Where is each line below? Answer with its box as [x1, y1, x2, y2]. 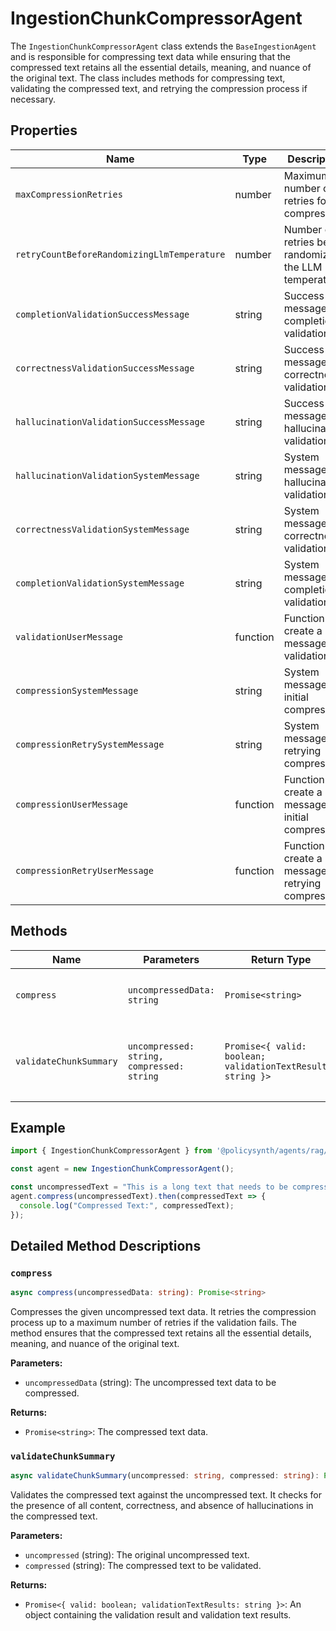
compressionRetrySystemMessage [15, 738, 165, 750]
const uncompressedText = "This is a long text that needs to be [10, 1182, 288, 1192]
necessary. [10, 93, 57, 105]
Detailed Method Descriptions [10, 1238, 202, 1255]
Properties [10, 122, 78, 139]
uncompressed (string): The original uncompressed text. [24, 1549, 250, 1561]
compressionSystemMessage [15, 685, 139, 696]
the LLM [283, 260, 323, 274]
